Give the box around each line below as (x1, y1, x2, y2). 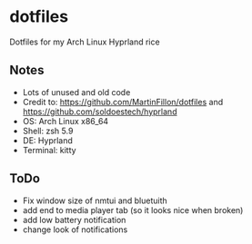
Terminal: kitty (22, 144, 76, 155)
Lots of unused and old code (22, 86, 131, 97)
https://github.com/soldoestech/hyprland (22, 106, 177, 117)
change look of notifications (22, 224, 128, 235)
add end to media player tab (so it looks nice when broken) (22, 204, 244, 215)
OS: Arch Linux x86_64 (22, 115, 109, 126)
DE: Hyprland (22, 134, 73, 146)
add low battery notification (22, 214, 126, 225)
